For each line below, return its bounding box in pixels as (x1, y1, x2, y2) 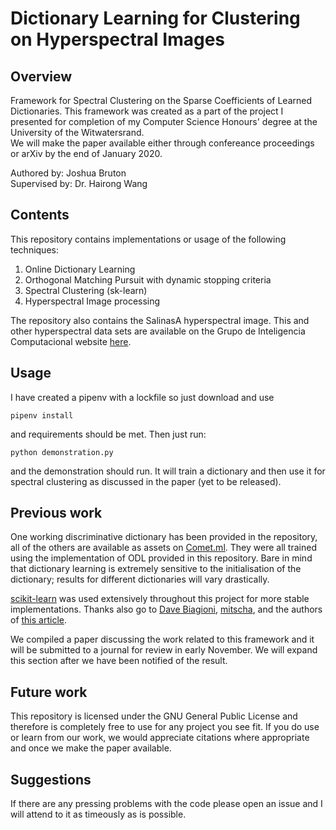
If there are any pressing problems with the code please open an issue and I (10, 798, 323, 810)
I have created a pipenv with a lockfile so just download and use (10, 391, 275, 403)
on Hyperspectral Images (10, 28, 225, 51)
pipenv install (10, 410, 74, 421)
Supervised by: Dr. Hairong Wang (10, 178, 148, 189)
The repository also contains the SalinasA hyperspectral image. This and (10, 314, 310, 326)
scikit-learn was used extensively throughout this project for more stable (10, 593, 310, 605)
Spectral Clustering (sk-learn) (24, 284, 148, 296)
